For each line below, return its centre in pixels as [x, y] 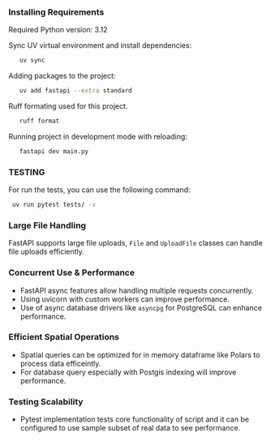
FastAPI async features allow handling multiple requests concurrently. [137, 290]
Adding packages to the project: [62, 76]
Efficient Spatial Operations [64, 337]
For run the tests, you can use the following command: [99, 190]
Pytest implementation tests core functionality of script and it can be [135, 419]
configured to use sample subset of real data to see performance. [130, 428]
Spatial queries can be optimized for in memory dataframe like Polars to [140, 354]
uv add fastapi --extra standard [75, 91]
